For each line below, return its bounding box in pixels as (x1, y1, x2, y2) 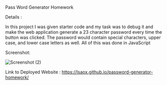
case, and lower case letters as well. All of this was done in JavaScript (5, 40, 151, 46)
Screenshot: (5, 50, 31, 55)
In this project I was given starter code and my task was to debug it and (5, 24, 153, 30)
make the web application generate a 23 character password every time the (5, 29, 162, 35)
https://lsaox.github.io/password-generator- (61, 69, 153, 75)
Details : (5, 14, 22, 20)
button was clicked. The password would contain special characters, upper (5, 35, 161, 40)
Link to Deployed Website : (5, 69, 61, 75)
